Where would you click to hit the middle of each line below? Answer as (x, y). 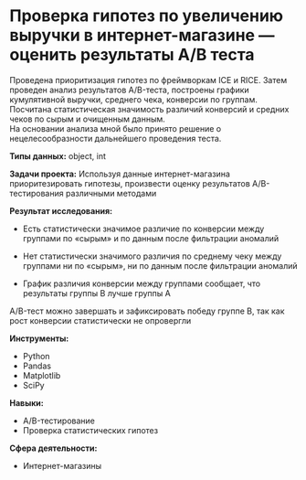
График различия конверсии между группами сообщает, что (142, 283)
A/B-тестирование (59, 421)
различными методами (111, 193)
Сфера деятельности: (53, 448)
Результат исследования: (61, 210)
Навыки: (26, 402)
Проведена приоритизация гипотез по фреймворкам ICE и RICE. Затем (148, 80)
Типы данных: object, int (58, 155)
